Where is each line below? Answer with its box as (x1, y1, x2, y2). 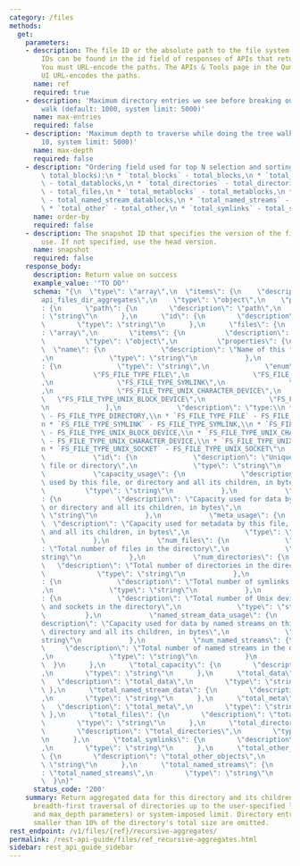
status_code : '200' (32, 785, 105, 795)
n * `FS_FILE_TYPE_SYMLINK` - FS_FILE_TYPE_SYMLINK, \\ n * (41, 420, 262, 429)
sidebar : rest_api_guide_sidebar (9, 843, 134, 853)
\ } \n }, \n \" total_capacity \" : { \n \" (41, 661, 262, 670)
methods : (9, 21, 42, 30)
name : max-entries (32, 112, 102, 121)
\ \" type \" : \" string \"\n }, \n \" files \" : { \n (41, 321, 286, 329)
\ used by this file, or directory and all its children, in (41, 478, 274, 487)
